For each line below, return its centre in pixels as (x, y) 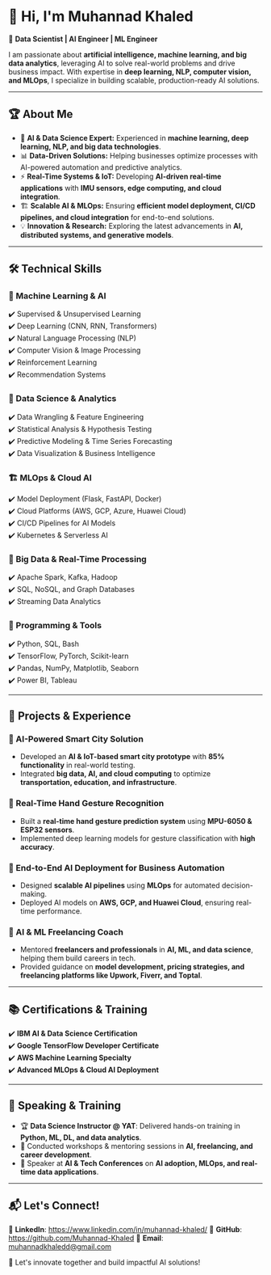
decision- (238, 885)
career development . (56, 1155)
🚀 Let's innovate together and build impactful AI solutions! (104, 1262)
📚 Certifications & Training (78, 1009)
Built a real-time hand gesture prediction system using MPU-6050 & (136, 821)
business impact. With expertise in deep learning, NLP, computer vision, (130, 71)
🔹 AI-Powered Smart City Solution (76, 739)
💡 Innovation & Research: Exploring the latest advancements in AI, (131, 226)
